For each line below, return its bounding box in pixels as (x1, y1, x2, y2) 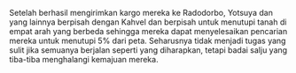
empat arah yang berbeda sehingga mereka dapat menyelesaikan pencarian (9, 26, 288, 36)
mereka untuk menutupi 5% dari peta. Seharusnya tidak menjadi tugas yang (9, 35, 286, 46)
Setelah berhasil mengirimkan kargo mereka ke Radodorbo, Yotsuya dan (9, 8, 273, 18)
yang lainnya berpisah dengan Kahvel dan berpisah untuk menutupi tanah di (9, 17, 287, 27)
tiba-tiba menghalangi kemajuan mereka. (9, 55, 159, 64)
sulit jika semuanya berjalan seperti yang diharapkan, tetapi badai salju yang (9, 45, 288, 55)
